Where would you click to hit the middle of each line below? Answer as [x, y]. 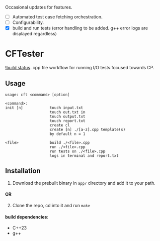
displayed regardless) [35, 34]
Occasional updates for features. [39, 7]
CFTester [25, 54]
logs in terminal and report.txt [84, 156]
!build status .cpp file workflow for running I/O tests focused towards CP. [80, 68]
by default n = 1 [67, 134]
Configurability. [28, 22]
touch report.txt [67, 121]
